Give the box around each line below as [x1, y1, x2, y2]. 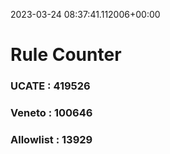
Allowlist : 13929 [10, 132, 93, 146]
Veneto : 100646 [10, 106, 93, 120]
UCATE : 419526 [10, 79, 91, 93]
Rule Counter [10, 44, 122, 66]
